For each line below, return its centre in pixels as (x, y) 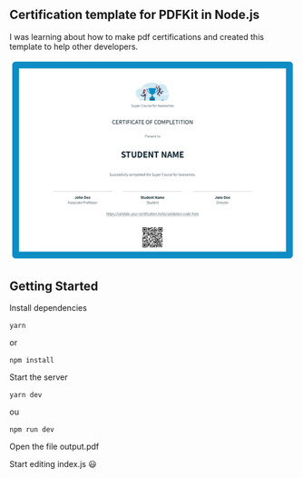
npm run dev (32, 430)
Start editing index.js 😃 (53, 464)
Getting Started (54, 287)
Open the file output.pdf (54, 447)
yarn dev (26, 395)
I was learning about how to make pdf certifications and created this (137, 36)
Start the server (39, 377)
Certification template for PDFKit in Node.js (135, 15)
